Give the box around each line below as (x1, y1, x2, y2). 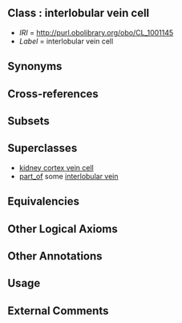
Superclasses (7, 141, 78, 155)
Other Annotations (7, 249, 103, 263)
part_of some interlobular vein (18, 171, 119, 181)
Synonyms (7, 59, 63, 73)
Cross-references (7, 87, 99, 100)
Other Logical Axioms (7, 222, 118, 235)
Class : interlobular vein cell (7, 6, 150, 20)
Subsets (7, 114, 50, 128)
